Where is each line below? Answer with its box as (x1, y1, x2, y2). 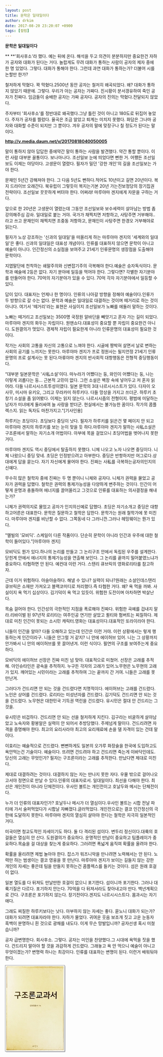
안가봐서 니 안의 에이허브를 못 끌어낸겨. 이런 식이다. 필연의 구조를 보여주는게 (5, 640, 149, 647)
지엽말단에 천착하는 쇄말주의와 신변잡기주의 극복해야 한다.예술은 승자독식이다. (5, 263, 152, 269)
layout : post (5, 8, 32, 13)
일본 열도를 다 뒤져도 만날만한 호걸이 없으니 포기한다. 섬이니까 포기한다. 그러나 (5, 880, 153, 886)
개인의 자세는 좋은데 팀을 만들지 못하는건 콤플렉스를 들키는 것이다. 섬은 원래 (5, 863, 148, 869)
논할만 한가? (5, 72, 28, 77)
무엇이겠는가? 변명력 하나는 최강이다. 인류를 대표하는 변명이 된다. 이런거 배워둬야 (5, 949, 158, 955)
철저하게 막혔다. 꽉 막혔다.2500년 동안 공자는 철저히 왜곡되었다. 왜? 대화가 (5, 82, 146, 88)
